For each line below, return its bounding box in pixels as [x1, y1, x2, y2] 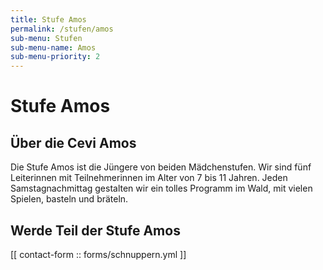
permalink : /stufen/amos [10, 24, 114, 34]
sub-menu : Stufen [10, 33, 83, 43]
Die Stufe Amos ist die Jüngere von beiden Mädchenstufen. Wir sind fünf [10, 161, 312, 173]
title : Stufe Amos [10, 14, 87, 25]
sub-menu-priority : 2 [10, 52, 101, 62]
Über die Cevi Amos [10, 134, 137, 151]
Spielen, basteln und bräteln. [10, 193, 129, 205]
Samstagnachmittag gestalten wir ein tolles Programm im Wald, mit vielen [10, 182, 313, 195]
